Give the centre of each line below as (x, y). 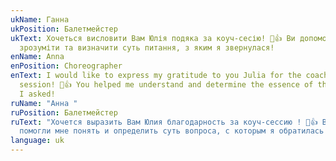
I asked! (37, 94)
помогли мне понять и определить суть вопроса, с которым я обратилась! (174, 131)
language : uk (37, 141)
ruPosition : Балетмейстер (64, 112)
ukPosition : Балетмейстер (64, 29)
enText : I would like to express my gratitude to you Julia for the (156, 76)
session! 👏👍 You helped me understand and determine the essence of (166, 85)
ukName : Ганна (40, 19)
